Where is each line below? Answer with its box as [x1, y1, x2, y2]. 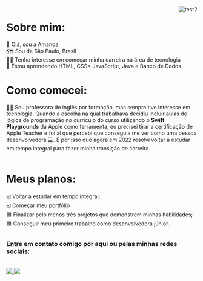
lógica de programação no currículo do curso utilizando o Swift [6, 116, 165, 123]
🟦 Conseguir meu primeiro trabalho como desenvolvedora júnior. [6, 220, 170, 227]
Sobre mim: [6, 21, 65, 34]
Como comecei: [6, 84, 88, 97]
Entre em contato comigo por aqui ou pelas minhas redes [6, 240, 178, 248]
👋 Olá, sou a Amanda [6, 40, 59, 48]
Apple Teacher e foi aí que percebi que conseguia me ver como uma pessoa [6, 129, 197, 137]
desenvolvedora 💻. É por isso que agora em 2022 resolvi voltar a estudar [6, 136, 191, 143]
